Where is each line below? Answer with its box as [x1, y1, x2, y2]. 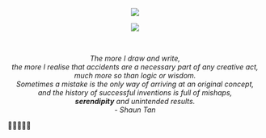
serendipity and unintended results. [74, 97, 196, 106]
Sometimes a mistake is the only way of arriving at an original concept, [15, 79, 255, 89]
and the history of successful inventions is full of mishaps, [37, 88, 233, 97]
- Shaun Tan [114, 105, 156, 115]
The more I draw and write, [89, 53, 181, 63]
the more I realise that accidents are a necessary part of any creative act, [11, 62, 259, 72]
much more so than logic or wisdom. [74, 71, 196, 80]
